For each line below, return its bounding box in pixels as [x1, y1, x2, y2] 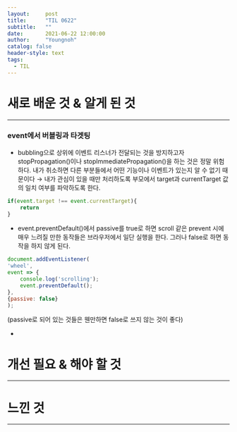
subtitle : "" [7, 23, 52, 30]
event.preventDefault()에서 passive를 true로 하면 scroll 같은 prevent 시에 [17, 224, 224, 233]
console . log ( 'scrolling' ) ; [20, 276, 99, 283]
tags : [7, 56, 23, 63]
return [20, 204, 39, 211]
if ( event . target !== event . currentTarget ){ [7, 197, 138, 204]
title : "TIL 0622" [7, 17, 78, 24]
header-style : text [7, 50, 65, 57]
